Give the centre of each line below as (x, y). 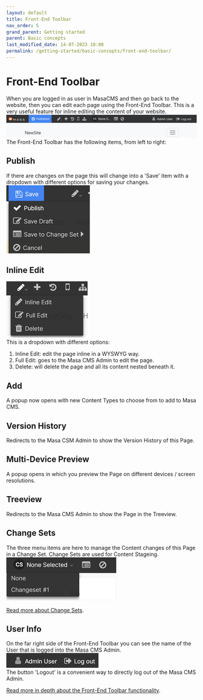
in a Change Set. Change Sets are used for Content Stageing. (82, 554)
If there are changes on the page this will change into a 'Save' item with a (98, 175)
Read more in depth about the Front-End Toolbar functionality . (84, 690)
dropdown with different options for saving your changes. (78, 182)
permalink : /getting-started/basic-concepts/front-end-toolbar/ (89, 51)
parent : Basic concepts (36, 38)
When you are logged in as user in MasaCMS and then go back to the (93, 98)
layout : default (27, 13)
